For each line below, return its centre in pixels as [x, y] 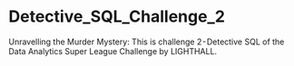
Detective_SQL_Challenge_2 [117, 17]
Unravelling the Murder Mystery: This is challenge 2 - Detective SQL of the [147, 42]
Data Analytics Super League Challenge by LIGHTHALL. [113, 51]
